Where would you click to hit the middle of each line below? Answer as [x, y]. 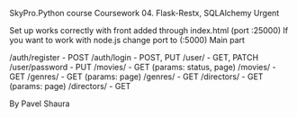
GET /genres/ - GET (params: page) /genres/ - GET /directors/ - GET [136, 77]
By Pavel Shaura [40, 104]
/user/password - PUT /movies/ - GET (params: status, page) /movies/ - [143, 67]
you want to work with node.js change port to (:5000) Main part [127, 40]
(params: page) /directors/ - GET [70, 86]
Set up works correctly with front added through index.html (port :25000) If [149, 30]
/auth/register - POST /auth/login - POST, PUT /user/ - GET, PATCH [134, 57]
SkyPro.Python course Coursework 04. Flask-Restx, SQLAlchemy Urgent [144, 13]
